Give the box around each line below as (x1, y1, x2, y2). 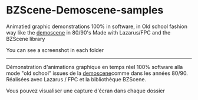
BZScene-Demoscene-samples (6, 4, 164, 17)
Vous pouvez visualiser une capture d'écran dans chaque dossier (6, 87, 165, 94)
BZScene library (6, 35, 45, 42)
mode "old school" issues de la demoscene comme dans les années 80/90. (6, 70, 189, 77)
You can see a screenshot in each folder (6, 46, 104, 53)
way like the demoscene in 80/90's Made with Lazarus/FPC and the (6, 29, 171, 36)
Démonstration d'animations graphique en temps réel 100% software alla (6, 63, 183, 70)
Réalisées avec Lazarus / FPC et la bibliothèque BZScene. (6, 75, 146, 82)
